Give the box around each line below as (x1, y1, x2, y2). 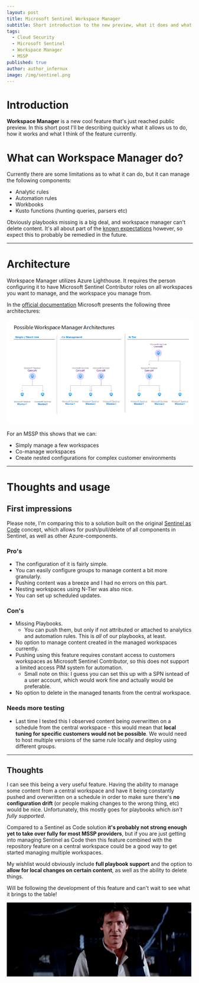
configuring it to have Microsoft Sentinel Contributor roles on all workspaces (6, 283, 193, 291)
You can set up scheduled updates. (15, 592, 102, 599)
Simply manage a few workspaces (15, 441, 99, 449)
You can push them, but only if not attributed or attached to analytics (24, 626, 192, 633)
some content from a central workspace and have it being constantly (6, 787, 174, 794)
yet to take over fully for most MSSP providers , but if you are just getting (6, 830, 186, 837)
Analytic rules (15, 188, 49, 195)
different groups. (15, 743, 57, 750)
